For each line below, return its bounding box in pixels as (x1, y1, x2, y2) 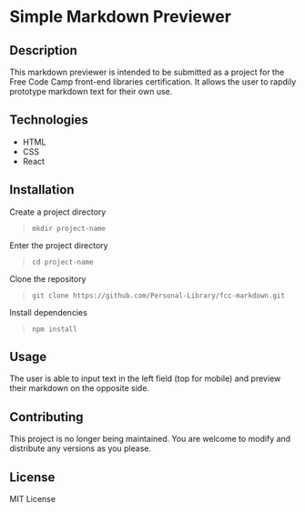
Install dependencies (9, 306, 88, 317)
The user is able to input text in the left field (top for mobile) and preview (9, 373, 281, 384)
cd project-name (31, 257, 94, 266)
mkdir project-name (31, 224, 107, 233)
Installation (9, 182, 75, 197)
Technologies (9, 112, 89, 128)
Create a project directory (9, 206, 107, 217)
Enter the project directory (9, 239, 108, 251)
